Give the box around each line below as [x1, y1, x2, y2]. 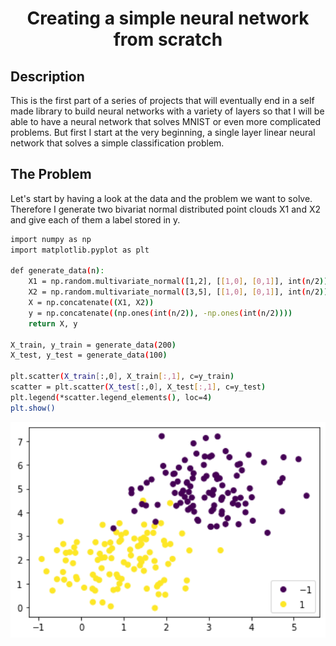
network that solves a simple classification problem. [10, 137, 225, 149]
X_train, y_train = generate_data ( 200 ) [10, 340, 177, 350]
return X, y [28, 318, 78, 329]
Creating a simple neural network [26, 7, 310, 30]
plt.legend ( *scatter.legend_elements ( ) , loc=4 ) [10, 392, 213, 402]
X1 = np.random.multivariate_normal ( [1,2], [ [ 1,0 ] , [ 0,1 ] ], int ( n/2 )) [28, 277, 329, 287]
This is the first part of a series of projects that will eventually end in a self [10, 95, 315, 106]
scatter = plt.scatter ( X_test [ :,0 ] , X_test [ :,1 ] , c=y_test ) [10, 382, 267, 392]
